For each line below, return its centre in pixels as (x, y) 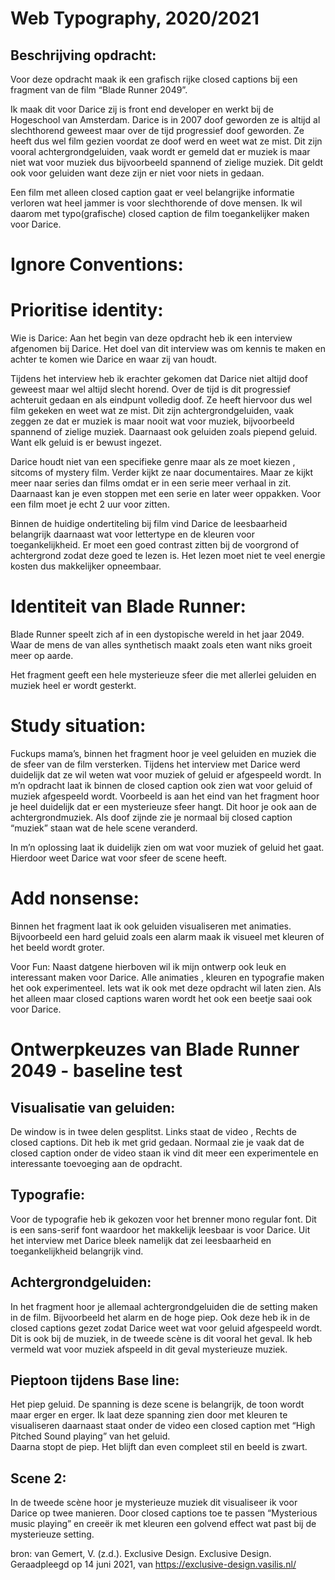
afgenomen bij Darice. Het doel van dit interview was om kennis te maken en (168, 349)
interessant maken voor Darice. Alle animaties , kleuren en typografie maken (167, 977)
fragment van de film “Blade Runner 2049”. (99, 90)
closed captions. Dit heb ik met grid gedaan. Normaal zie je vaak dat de (157, 1142)
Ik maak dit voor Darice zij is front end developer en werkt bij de (142, 109)
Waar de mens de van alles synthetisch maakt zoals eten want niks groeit (161, 645)
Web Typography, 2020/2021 (135, 18)
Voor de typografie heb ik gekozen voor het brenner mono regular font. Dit (163, 1219)
